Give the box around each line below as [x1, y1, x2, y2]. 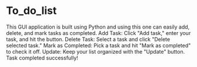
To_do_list [6, 4, 57, 17]
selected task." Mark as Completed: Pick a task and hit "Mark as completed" [6, 42, 191, 49]
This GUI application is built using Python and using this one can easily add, [6, 23, 190, 30]
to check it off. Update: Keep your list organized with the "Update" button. [6, 48, 185, 55]
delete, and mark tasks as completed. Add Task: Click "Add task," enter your [6, 29, 191, 36]
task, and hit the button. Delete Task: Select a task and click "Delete [6, 36, 171, 43]
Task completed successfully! [6, 54, 78, 61]
